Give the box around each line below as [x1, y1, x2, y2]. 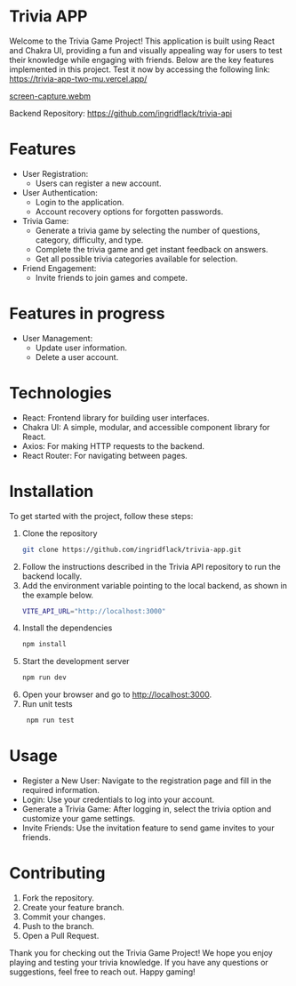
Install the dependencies [21, 622, 113, 633]
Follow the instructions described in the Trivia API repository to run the [21, 561, 282, 572]
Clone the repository [21, 527, 98, 539]
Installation [9, 481, 94, 501]
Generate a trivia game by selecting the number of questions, [35, 225, 260, 236]
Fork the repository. [21, 892, 95, 903]
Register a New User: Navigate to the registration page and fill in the [21, 775, 272, 786]
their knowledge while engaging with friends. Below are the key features [9, 54, 274, 65]
